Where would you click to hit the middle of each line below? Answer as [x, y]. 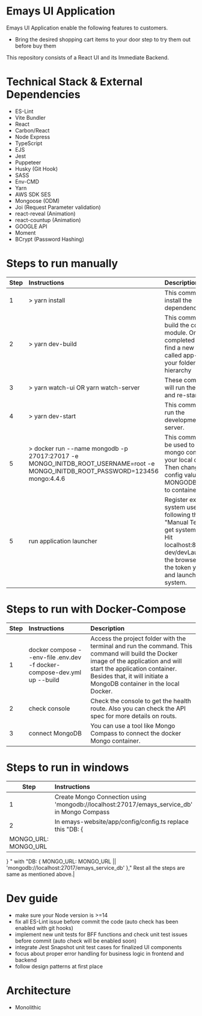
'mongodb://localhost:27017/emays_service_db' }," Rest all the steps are [96, 867]
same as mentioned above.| [41, 874]
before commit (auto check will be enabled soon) [76, 941]
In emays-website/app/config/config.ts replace [122, 822]
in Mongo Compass [82, 812]
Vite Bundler [30, 117]
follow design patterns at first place [59, 966]
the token [178, 567]
